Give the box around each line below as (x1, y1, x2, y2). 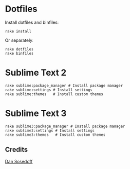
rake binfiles (5, 51, 34, 56)
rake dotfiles (5, 47, 34, 51)
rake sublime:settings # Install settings (5, 87, 93, 92)
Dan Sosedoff (5, 158, 33, 164)
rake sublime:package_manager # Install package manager (5, 83, 123, 88)
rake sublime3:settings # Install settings (5, 128, 95, 133)
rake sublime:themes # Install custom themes (5, 91, 104, 97)
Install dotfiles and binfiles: (5, 19, 59, 25)
